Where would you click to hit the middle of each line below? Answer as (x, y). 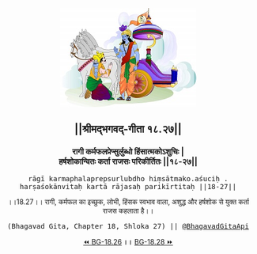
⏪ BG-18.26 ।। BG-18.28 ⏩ (128, 241)
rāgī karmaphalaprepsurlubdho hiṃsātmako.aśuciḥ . (128, 178)
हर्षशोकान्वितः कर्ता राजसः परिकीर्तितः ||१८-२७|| (128, 161)
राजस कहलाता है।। (128, 210)
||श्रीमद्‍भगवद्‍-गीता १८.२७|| (128, 129)
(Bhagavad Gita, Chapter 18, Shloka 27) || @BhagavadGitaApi (128, 226)
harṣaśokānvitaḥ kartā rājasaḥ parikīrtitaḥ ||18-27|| (128, 186)
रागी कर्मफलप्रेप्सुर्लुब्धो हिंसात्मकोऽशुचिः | (128, 152)
